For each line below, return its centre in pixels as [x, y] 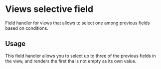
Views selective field [49, 9]
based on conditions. [27, 28]
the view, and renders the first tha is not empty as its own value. [71, 61]
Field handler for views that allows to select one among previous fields [78, 23]
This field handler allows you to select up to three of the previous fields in [80, 56]
